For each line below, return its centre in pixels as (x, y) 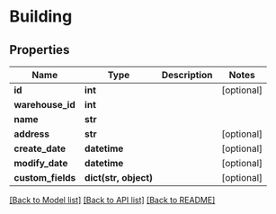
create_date (40, 148)
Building (41, 17)
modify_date (41, 163)
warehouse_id (45, 105)
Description (187, 75)
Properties (40, 50)
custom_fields (45, 178)
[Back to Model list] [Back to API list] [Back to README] (112, 200)
